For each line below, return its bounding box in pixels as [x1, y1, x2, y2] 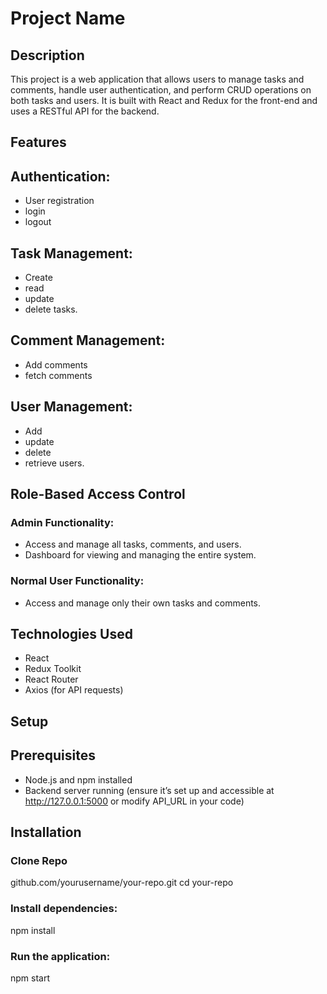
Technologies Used [10, 626, 133, 643]
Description [10, 47, 85, 64]
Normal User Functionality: [10, 574, 145, 588]
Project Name [10, 7, 126, 30]
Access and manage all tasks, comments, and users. [24, 538, 242, 551]
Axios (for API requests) [24, 684, 124, 696]
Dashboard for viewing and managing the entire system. [24, 549, 257, 561]
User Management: [10, 398, 133, 416]
